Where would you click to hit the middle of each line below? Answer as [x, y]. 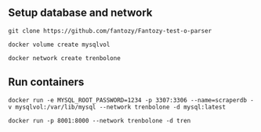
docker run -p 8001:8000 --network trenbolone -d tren [100, 120]
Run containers [46, 82]
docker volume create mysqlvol [59, 45]
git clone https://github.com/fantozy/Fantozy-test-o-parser [110, 30]
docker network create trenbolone [65, 58]
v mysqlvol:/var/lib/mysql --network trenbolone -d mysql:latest [117, 107]
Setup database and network [80, 13]
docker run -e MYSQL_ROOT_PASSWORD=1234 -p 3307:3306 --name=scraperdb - [131, 100]
